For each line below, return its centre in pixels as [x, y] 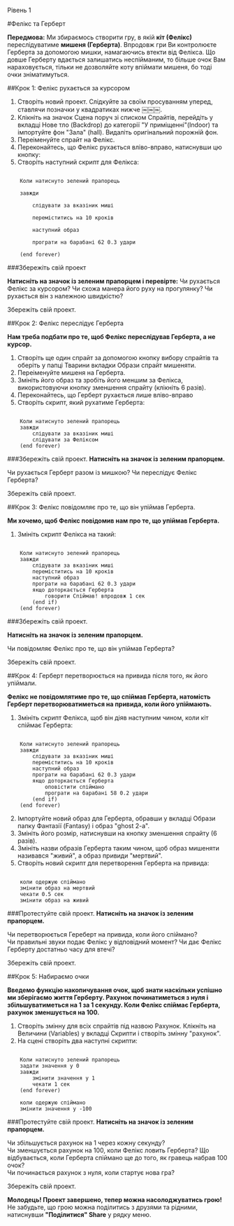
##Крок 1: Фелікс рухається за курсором [69, 88]
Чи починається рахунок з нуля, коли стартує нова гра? [91, 1172]
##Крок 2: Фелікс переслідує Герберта [66, 323]
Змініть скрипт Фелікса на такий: [67, 534]
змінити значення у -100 [56, 1109]
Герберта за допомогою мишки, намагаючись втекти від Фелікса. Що [111, 52]
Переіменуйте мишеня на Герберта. [71, 373]
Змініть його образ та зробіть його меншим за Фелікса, [100, 380]
